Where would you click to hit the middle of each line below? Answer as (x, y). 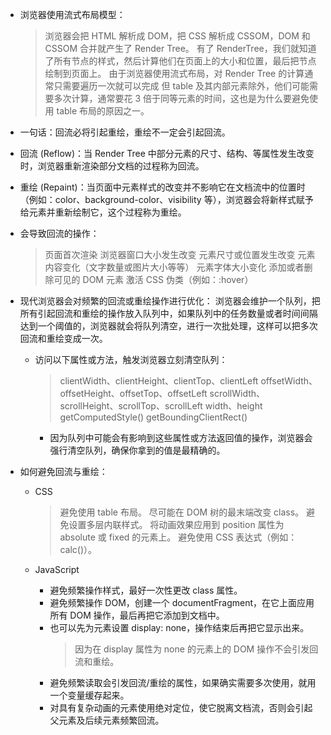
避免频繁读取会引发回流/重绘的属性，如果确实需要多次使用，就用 (183, 682)
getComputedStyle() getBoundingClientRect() (153, 417)
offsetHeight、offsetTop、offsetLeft (133, 393)
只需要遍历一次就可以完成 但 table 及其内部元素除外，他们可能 (181, 86)
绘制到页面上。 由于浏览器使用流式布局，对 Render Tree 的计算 (174, 73)
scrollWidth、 (237, 393)
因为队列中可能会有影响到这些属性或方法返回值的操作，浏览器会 (181, 437)
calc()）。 (78, 549)
